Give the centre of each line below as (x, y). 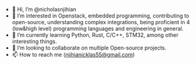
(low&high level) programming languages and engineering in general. (98, 28)
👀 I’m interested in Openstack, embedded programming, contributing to (101, 16)
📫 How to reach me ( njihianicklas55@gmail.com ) (73, 55)
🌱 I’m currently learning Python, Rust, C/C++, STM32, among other (95, 35)
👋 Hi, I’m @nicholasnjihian (44, 9)
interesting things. (34, 41)
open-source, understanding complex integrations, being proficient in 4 (101, 22)
